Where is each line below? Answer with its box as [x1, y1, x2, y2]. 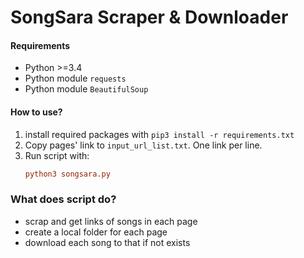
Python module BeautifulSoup [24, 83, 149, 95]
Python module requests [24, 72, 127, 85]
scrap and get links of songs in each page [24, 215, 198, 227]
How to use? [10, 106, 63, 118]
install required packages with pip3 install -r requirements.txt [24, 128, 295, 140]
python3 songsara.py [24, 169, 111, 179]
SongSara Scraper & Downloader [10, 6, 289, 29]
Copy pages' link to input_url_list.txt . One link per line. [24, 139, 263, 151]
